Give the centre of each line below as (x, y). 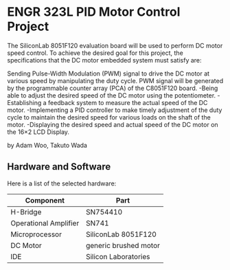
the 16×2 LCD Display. (38, 132)
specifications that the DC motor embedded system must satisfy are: (104, 60)
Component (45, 200)
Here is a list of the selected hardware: (62, 183)
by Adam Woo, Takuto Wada (47, 145)
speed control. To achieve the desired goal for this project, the (95, 53)
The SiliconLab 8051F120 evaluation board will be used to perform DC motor (115, 45)
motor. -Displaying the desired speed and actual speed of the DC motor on (113, 124)
